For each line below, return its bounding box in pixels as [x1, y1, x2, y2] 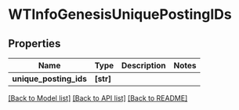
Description [121, 60, 166, 71]
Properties [8, 37, 61, 50]
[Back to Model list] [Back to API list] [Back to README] [8, 93, 188, 103]
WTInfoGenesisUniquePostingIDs [8, 5, 233, 24]
